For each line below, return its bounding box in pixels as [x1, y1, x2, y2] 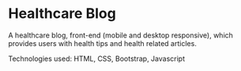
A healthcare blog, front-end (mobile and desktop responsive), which [8, 30, 233, 40]
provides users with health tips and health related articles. [8, 38, 198, 48]
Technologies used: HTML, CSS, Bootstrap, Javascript [8, 54, 186, 63]
